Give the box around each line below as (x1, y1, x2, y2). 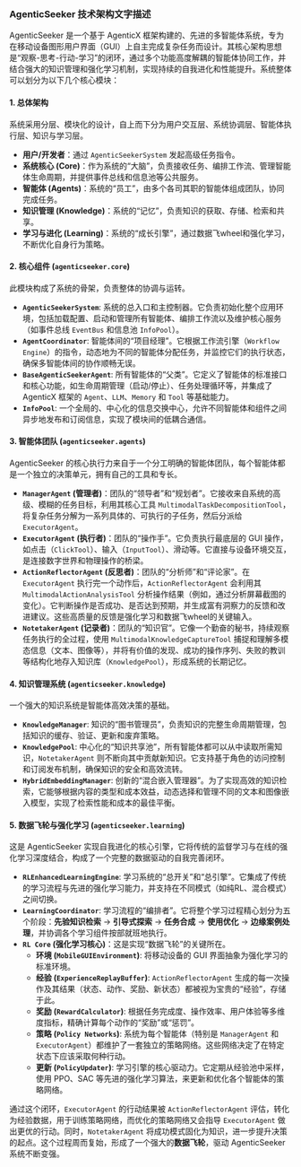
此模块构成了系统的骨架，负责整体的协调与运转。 (9, 283, 190, 293)
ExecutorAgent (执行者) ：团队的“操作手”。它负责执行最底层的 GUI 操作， (21, 532, 288, 544)
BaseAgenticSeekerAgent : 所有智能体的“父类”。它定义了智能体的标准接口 (21, 369, 288, 379)
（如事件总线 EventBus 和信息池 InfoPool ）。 (21, 324, 185, 335)
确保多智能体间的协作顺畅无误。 (21, 357, 141, 369)
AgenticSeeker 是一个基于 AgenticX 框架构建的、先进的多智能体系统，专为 (9, 30, 285, 41)
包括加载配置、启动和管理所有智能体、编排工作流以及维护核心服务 (38, 312, 282, 324)
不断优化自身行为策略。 (21, 239, 109, 249)
